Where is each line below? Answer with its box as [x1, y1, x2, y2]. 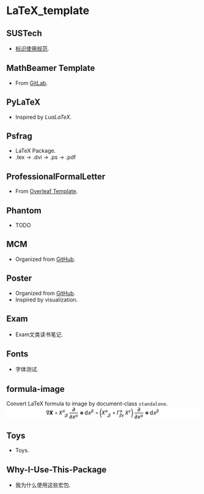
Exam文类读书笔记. [15, 331, 64, 338]
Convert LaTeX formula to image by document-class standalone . [6, 400, 168, 407]
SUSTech [6, 28, 43, 39]
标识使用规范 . [15, 45, 49, 52]
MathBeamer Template [6, 63, 95, 73]
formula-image [6, 383, 65, 394]
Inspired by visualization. [15, 296, 78, 303]
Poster [6, 273, 32, 284]
